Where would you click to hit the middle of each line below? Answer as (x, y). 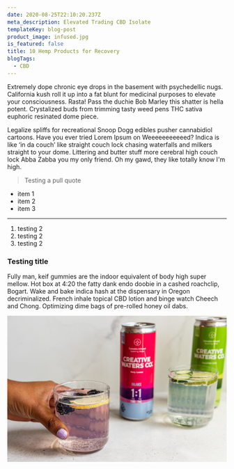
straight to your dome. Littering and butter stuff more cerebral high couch (112, 152)
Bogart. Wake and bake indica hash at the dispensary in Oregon (99, 292)
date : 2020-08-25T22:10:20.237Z (54, 15)
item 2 (26, 201)
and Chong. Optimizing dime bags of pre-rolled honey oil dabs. (97, 306)
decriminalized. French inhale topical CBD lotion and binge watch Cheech (112, 299)
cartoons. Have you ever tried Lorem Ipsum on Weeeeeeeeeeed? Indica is (113, 137)
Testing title (28, 261)
